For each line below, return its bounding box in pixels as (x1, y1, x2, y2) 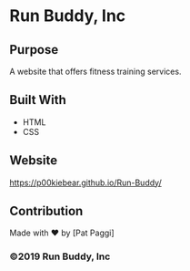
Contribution (9, 203, 84, 219)
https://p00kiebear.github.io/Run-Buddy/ (9, 177, 162, 188)
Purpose (9, 42, 59, 57)
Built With (9, 92, 66, 108)
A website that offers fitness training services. (9, 66, 182, 77)
